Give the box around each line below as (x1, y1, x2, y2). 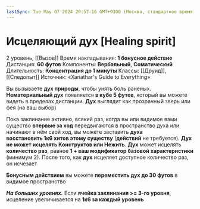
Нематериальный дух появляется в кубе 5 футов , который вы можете (6, 91, 187, 99)
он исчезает (6, 159, 37, 167)
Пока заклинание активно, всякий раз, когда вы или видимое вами (6, 115, 177, 122)
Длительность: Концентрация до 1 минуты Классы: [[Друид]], (6, 67, 167, 74)
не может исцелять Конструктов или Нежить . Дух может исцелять (6, 141, 182, 148)
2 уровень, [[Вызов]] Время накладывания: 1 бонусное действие (6, 54, 173, 62)
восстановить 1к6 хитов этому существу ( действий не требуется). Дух (6, 134, 192, 142)
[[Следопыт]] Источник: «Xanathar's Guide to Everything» (6, 73, 151, 81)
